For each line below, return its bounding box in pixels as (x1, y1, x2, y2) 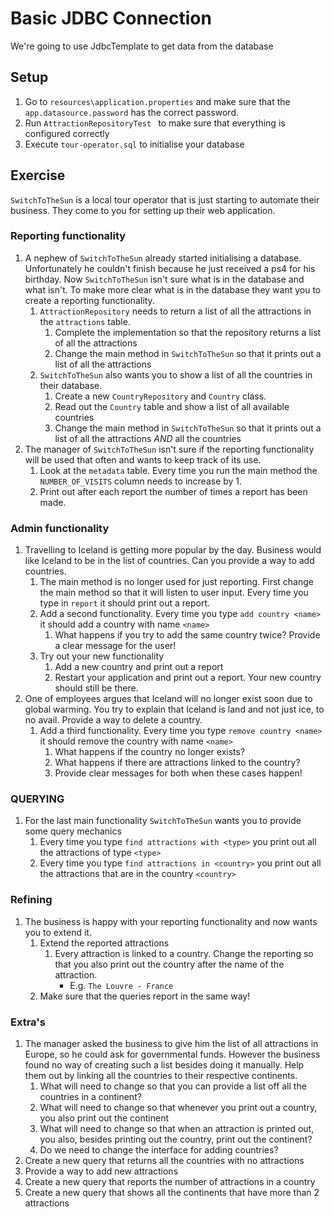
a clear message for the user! (54, 640, 177, 652)
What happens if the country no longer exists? (54, 746, 246, 758)
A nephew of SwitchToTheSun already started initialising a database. (24, 252, 302, 264)
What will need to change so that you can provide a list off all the (39, 1080, 307, 1092)
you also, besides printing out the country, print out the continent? (39, 1133, 313, 1146)
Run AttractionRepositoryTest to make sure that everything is (24, 117, 286, 129)
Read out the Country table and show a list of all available (54, 400, 290, 412)
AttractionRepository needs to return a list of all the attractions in (39, 305, 312, 317)
